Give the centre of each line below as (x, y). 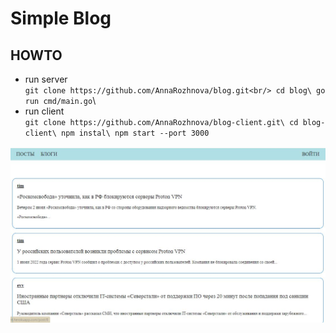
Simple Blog (61, 18)
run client (44, 111)
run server (46, 79)
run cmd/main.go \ (60, 100)
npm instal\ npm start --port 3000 (135, 133)
